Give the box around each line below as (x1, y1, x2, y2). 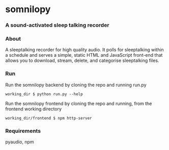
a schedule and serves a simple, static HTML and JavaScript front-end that (5, 52, 163, 58)
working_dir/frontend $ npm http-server (5, 116, 93, 121)
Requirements (5, 127, 41, 134)
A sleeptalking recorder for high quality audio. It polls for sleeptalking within (5, 47, 164, 53)
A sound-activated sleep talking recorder (5, 22, 109, 29)
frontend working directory (5, 105, 62, 112)
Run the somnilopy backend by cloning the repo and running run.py (5, 82, 147, 88)
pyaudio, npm (5, 139, 34, 145)
